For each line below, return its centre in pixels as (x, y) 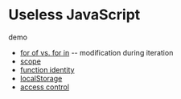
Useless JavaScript (74, 15)
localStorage (41, 78)
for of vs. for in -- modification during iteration (97, 52)
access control (45, 87)
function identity (47, 69)
